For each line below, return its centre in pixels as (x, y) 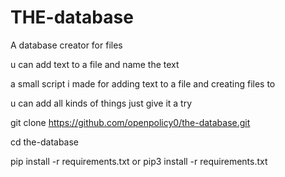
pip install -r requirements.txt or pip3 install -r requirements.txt (139, 161)
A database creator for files (66, 45)
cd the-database (45, 142)
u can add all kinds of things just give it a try (101, 103)
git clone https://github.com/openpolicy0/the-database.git (130, 122)
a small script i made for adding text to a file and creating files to (143, 83)
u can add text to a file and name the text (95, 64)
